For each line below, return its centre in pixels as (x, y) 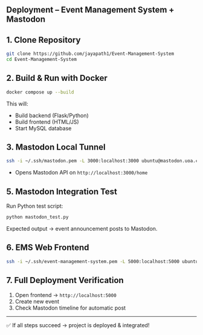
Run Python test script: (35, 206)
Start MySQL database (43, 128)
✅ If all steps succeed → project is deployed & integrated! (78, 325)
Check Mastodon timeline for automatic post (70, 308)
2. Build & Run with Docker (57, 78)
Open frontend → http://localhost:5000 (66, 295)
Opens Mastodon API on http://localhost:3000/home (81, 173)
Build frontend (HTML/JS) (47, 122)
